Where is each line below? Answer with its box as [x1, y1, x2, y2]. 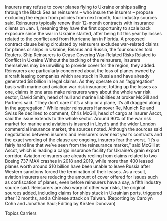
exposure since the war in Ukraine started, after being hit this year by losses [5, 31, 162, 36]
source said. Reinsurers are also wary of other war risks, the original [5, 185, 146, 190]
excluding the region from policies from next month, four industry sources [5, 15, 157, 20]
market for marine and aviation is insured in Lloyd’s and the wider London [5, 121, 156, 127]
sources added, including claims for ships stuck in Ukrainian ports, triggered [5, 190, 162, 196]
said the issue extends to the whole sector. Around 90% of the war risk [5, 116, 151, 121]
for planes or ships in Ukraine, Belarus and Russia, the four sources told [5, 47, 153, 52]
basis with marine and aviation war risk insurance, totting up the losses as [5, 84, 157, 89]
